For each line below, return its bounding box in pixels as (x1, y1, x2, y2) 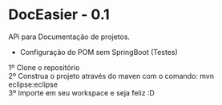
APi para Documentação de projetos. (8, 32, 131, 41)
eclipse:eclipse (8, 80, 59, 89)
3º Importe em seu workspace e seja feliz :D (8, 87, 155, 97)
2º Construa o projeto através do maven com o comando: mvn (8, 71, 215, 80)
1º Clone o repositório (8, 62, 80, 72)
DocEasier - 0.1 (8, 6, 110, 24)
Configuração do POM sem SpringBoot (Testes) (19, 47, 178, 56)
